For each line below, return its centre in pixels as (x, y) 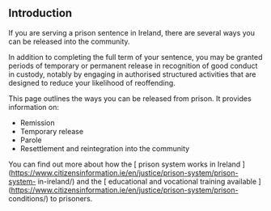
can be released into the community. (70, 41)
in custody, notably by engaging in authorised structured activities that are (132, 74)
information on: (34, 107)
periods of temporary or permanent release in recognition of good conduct (133, 65)
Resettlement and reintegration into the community (105, 148)
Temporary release (51, 131)
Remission (37, 122)
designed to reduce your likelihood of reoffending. (92, 82)
